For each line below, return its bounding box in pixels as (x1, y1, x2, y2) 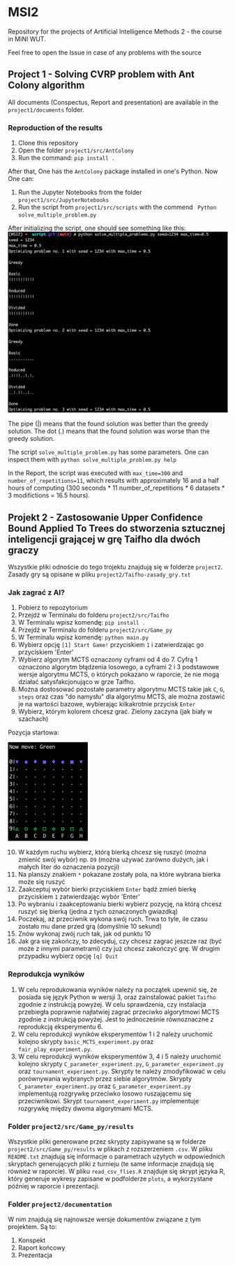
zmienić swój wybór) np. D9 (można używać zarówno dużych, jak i (17, 855, 209, 864)
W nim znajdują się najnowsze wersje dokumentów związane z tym (8, 1215, 202, 1223)
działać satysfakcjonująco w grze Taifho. (17, 678, 136, 686)
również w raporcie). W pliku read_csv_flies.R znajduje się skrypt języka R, (8, 1167, 225, 1175)
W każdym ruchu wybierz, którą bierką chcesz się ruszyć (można (17, 848, 206, 857)
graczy (8, 544, 39, 556)
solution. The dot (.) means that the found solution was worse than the (8, 427, 210, 435)
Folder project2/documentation (8, 1199, 112, 1209)
